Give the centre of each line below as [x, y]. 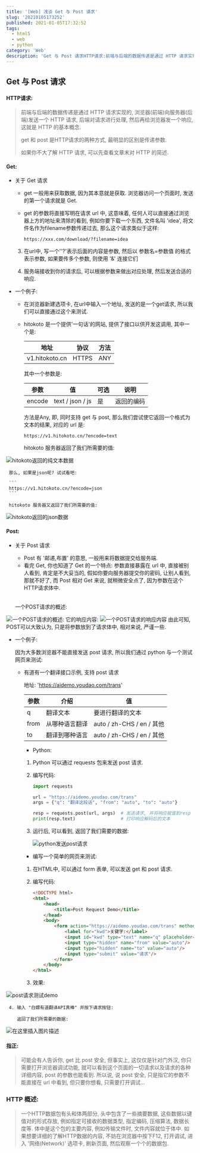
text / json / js [73, 401]
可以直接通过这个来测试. [58, 312]
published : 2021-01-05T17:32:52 [46, 23]
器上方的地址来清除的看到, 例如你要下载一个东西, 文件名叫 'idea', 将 [106, 220]
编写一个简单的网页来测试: [65, 856]
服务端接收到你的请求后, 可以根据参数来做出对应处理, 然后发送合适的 [107, 271]
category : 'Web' [26, 51]
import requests [53, 786]
